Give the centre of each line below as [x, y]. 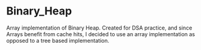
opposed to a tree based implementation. [58, 40]
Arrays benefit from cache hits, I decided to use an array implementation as [101, 34]
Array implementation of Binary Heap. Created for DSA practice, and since [99, 28]
